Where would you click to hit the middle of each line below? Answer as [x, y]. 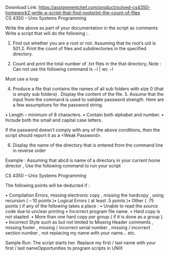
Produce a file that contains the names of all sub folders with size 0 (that [88, 89]
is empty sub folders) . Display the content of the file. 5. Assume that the [88, 94]
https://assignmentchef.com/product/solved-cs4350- [95, 7]
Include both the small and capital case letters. [54, 120]
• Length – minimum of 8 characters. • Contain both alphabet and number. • [85, 115]
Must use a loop [22, 79]
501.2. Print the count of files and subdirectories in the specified [79, 48]
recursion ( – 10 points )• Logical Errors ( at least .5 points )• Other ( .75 [80, 200]
